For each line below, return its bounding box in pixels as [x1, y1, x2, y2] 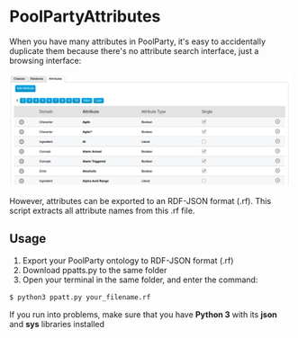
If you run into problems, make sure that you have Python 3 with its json [9, 308, 277, 320]
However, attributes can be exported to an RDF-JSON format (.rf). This [9, 196, 272, 207]
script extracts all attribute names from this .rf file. [9, 205, 195, 217]
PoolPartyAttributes [9, 6, 161, 27]
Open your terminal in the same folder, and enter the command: [22, 274, 258, 285]
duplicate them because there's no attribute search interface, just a [9, 45, 259, 56]
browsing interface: [9, 55, 82, 66]
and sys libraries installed [9, 318, 105, 329]
